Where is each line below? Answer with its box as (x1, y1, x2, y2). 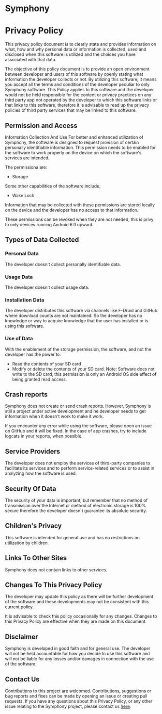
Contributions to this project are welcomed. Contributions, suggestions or (5, 688, 151, 694)
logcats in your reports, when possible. (5, 433, 83, 439)
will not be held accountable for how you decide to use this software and (5, 651, 150, 657)
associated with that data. (5, 57, 57, 63)
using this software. (5, 323, 44, 329)
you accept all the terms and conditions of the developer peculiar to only (5, 82, 150, 87)
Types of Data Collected (5, 236, 79, 244)
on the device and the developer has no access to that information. (5, 207, 139, 213)
